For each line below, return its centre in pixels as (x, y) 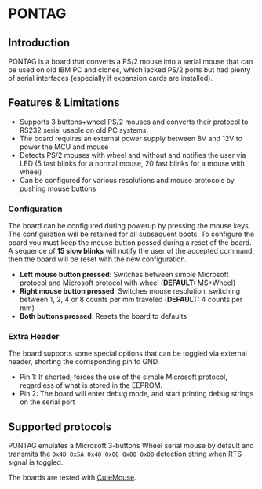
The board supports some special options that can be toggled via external (127, 353)
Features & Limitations (64, 103)
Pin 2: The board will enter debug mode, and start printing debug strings (136, 394)
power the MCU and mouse (64, 147)
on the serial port (47, 402)
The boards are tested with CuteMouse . (73, 478)
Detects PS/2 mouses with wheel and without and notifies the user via (133, 155)
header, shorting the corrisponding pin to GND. (84, 362)
